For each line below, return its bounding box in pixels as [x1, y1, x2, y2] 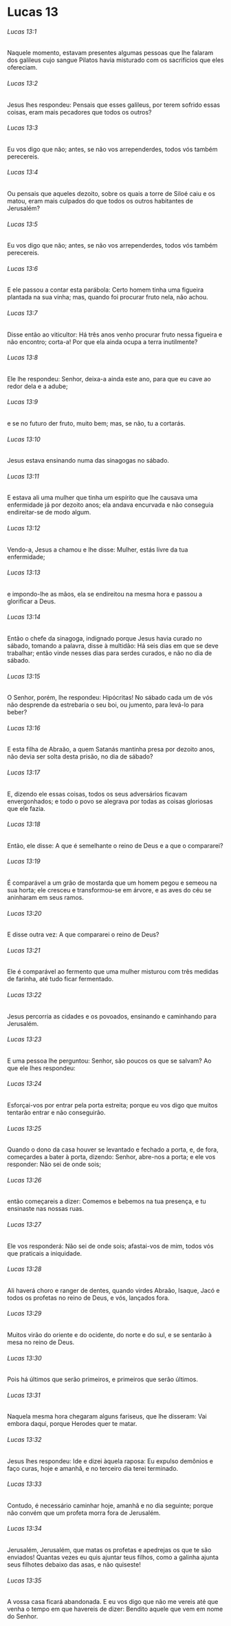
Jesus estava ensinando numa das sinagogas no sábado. [7, 456, 170, 465]
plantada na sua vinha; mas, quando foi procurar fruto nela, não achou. [7, 293, 208, 301]
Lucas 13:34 [7, 1525, 43, 1533]
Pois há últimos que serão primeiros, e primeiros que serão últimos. [7, 1375, 198, 1383]
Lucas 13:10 [7, 435, 41, 443]
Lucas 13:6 [7, 264, 38, 272]
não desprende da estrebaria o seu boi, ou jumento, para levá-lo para [7, 701, 204, 709]
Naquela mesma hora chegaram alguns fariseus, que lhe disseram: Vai [7, 1412, 208, 1421]
